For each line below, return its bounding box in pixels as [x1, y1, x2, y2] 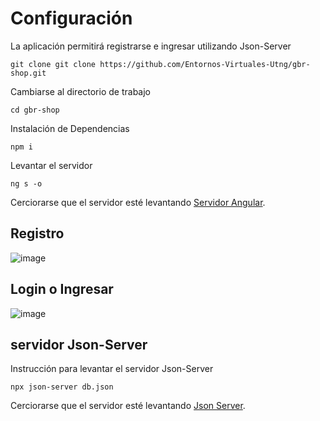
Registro [10, 225, 65, 242]
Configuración [10, 7, 133, 30]
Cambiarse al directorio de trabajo [10, 85, 151, 97]
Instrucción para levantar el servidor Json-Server [10, 363, 214, 375]
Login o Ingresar [10, 281, 114, 298]
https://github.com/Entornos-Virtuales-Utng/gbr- [99, 59, 311, 69]
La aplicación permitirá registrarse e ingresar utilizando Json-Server [10, 40, 292, 52]
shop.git [10, 68, 47, 78]
